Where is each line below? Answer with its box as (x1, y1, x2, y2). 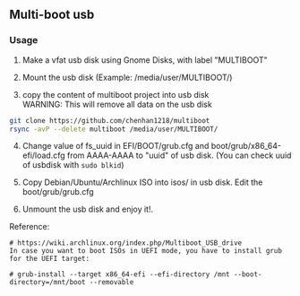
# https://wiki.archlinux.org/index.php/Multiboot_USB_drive (9, 239, 243, 248)
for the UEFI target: (9, 255, 90, 264)
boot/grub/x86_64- (210, 141, 282, 152)
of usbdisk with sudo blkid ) (21, 160, 124, 170)
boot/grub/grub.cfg (21, 187, 94, 197)
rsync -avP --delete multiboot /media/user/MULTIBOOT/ (9, 125, 219, 134)
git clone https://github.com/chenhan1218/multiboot (9, 116, 210, 125)
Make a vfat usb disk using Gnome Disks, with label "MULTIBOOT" (21, 54, 269, 65)
